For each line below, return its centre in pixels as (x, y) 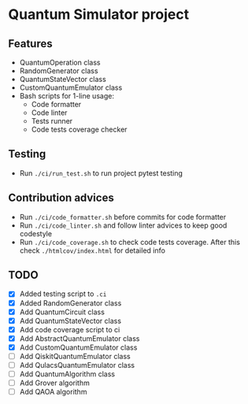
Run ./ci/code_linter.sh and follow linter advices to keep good (123, 225)
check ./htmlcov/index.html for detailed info (92, 250)
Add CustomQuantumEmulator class (78, 347)
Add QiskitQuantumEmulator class (75, 356)
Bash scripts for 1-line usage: (67, 96)
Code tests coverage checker (79, 129)
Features (30, 44)
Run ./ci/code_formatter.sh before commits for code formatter (123, 217)
